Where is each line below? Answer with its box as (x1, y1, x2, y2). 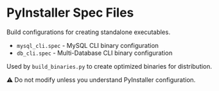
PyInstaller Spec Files (6, 5, 134, 21)
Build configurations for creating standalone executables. (6, 28, 171, 36)
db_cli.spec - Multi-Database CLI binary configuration (16, 49, 173, 57)
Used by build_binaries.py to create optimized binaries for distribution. (6, 62, 213, 70)
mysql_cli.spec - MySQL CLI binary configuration (16, 41, 159, 49)
